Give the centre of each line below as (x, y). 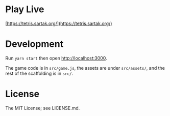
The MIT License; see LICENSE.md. (43, 108)
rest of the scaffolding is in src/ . (39, 73)
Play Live (25, 9)
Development (34, 44)
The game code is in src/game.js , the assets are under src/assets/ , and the (85, 68)
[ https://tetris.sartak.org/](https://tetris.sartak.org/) (59, 23)
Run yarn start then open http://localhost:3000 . (56, 58)
